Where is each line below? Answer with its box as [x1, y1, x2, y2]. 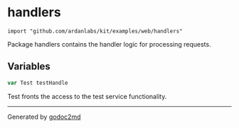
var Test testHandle [7, 79, 69, 86]
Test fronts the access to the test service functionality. [7, 92, 167, 100]
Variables [7, 61, 51, 73]
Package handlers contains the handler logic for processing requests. [7, 40, 211, 48]
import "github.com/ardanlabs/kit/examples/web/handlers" [7, 28, 183, 35]
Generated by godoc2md [7, 112, 81, 121]
